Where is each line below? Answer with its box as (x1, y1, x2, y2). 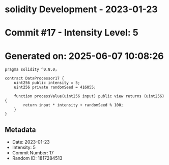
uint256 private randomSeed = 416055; (14, 85, 96, 90)
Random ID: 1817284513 (12, 155, 63, 161)
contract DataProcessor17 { (5, 76, 65, 81)
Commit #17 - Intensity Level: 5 (5, 27, 138, 39)
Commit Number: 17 (12, 150, 54, 156)
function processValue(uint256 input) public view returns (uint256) (14, 94, 165, 99)
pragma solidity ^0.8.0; (5, 67, 58, 72)
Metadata (5, 125, 36, 134)
